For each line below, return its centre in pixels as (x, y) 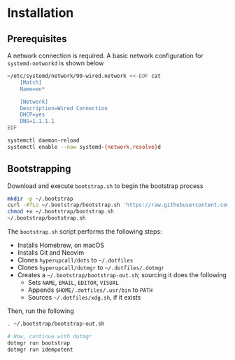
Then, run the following (41, 311)
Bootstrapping (39, 169)
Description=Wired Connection (64, 108)
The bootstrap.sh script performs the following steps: (85, 232)
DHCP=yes (33, 115)
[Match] (31, 82)
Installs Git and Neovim (51, 253)
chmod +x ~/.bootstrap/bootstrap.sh (60, 212)
